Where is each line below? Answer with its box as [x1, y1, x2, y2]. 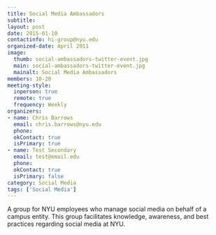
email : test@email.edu [13, 153, 80, 161]
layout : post [7, 23, 45, 30]
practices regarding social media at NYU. [7, 220, 126, 228]
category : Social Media [7, 179, 77, 186]
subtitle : [7, 17, 36, 24]
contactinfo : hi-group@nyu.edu [7, 36, 99, 43]
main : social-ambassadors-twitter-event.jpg [13, 62, 145, 69]
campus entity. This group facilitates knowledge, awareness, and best [7, 213, 209, 221]
